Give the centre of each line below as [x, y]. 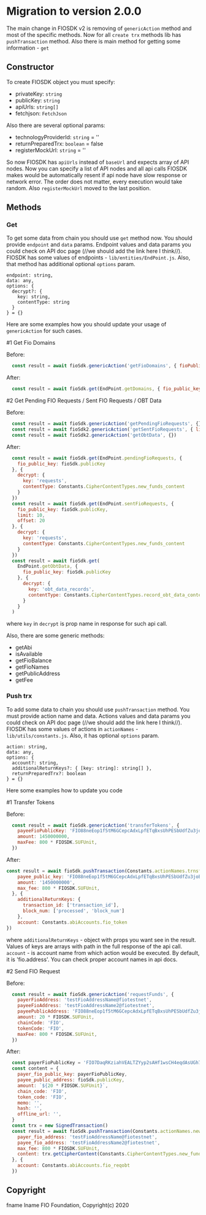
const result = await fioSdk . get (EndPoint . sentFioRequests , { [93, 504]
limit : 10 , [31, 515]
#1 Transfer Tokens [31, 802]
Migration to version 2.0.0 [74, 11]
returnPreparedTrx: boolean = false [59, 144]
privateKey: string [39, 94]
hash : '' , [30, 1108]
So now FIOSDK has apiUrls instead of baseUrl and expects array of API [98, 162]
